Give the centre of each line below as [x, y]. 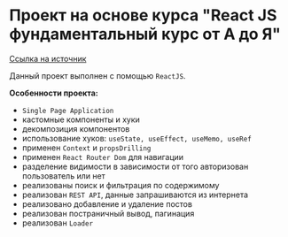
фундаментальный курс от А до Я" [145, 34]
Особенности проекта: [54, 93]
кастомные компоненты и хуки [81, 119]
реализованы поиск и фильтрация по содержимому [121, 185]
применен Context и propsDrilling [86, 148]
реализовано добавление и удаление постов [107, 203]
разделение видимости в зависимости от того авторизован [135, 166]
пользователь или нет [64, 176]
